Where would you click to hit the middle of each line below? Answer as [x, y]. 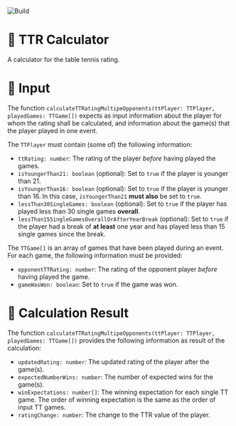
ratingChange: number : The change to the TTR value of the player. [114, 415]
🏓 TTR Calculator [58, 40]
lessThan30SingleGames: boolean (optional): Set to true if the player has [122, 204]
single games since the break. [61, 234]
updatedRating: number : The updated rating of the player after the [113, 362]
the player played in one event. [53, 130]
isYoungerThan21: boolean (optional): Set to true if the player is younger [123, 173]
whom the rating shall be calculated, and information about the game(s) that [119, 123]
